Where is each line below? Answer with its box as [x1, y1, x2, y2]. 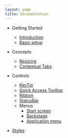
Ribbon [19, 92, 34, 98]
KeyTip [19, 82, 33, 88]
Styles [12, 127, 25, 133]
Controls [12, 73, 29, 78]
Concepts [12, 49, 32, 55]
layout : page [5, 7, 31, 12]
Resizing [19, 58, 37, 64]
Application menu [26, 118, 62, 124]
